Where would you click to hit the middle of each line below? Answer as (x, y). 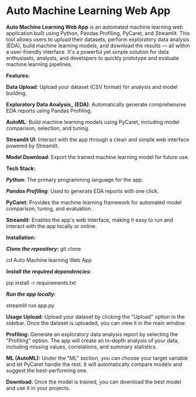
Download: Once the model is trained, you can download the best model (94, 382)
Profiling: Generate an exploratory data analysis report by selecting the (92, 334)
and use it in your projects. (38, 388)
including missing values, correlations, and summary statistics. (82, 347)
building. (17, 93)
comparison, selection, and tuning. (48, 128)
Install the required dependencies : (49, 271)
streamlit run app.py (30, 305)
